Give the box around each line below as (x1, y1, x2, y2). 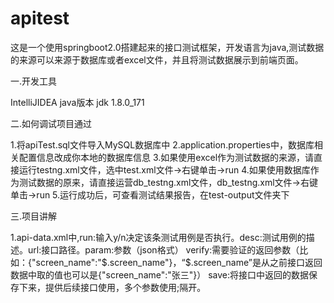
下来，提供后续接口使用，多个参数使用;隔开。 (18, 281, 207, 293)
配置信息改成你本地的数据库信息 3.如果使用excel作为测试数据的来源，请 (18, 151, 315, 163)
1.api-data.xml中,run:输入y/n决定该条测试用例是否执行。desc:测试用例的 (10, 231, 307, 243)
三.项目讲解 (10, 210, 58, 222)
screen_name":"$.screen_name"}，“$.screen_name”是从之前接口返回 (35, 256, 323, 268)
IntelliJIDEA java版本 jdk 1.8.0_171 (10, 96, 145, 108)
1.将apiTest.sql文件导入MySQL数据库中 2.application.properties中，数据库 (10, 138, 315, 151)
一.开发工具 (10, 75, 58, 87)
